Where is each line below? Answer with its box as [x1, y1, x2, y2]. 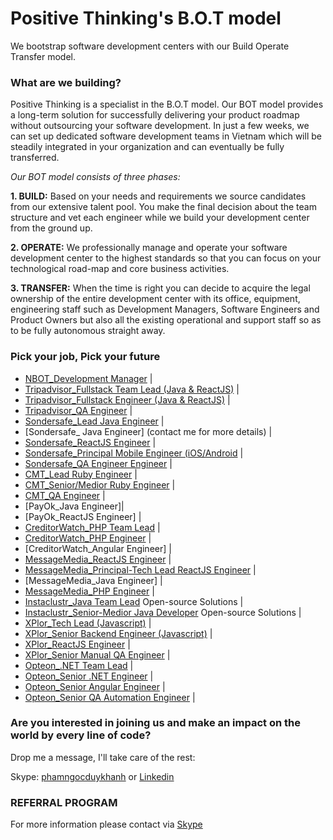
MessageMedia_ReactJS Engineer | [24, 553, 172, 565]
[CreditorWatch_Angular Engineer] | [24, 542, 172, 554]
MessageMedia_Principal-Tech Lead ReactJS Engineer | [24, 563, 257, 576]
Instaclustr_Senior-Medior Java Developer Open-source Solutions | [24, 606, 302, 618]
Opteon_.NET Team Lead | [24, 659, 134, 671]
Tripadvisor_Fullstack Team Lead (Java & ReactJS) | [24, 383, 240, 395]
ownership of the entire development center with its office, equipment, [10, 293, 301, 305]
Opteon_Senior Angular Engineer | [24, 680, 166, 692]
